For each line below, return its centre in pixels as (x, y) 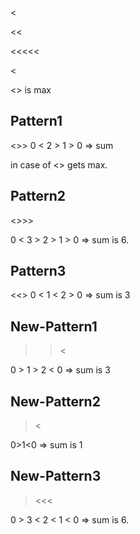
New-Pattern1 (54, 326)
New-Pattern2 (55, 401)
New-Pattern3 (56, 476)
